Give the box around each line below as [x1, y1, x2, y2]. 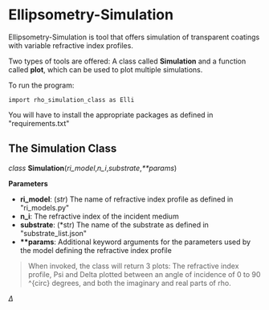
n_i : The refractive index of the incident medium [19, 211, 179, 221]
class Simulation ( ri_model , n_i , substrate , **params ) [8, 163, 177, 173]
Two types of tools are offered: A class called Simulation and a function [8, 56, 247, 66]
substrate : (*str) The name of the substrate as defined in [19, 219, 209, 230]
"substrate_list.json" [19, 228, 87, 238]
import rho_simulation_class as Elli [8, 96, 135, 104]
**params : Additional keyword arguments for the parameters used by [19, 237, 251, 247]
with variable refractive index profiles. [8, 40, 134, 50]
